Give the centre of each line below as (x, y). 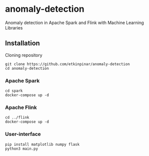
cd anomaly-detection (27, 68)
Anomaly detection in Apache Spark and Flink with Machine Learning (74, 23)
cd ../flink (17, 118)
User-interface (23, 134)
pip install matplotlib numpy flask (42, 144)
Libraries (14, 27)
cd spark (14, 91)
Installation (22, 43)
